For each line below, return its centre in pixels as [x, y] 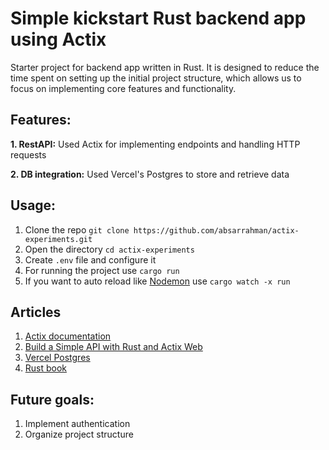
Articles [36, 312]
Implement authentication [77, 424]
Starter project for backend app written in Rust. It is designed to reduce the [165, 67]
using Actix [58, 39]
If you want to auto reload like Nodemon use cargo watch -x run [157, 281]
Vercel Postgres [57, 358]
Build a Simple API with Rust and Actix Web [113, 347]
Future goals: [52, 399]
